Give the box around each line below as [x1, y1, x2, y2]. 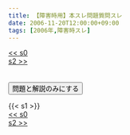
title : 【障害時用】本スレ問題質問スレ [8, 11, 123, 20]
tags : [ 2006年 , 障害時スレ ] [8, 26, 91, 34]
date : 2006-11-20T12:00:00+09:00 [8, 19, 120, 27]
